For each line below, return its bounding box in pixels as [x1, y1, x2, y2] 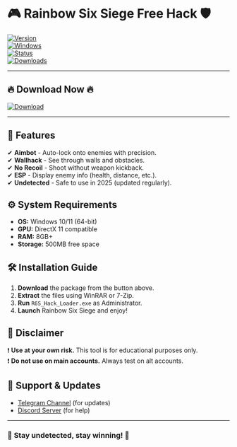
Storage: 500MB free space [17, 240, 100, 248]
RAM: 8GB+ [17, 233, 53, 241]
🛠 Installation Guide [7, 261, 98, 273]
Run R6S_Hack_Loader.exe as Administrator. [17, 298, 142, 308]
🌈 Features [7, 129, 56, 141]
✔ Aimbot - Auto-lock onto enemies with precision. [7, 148, 157, 156]
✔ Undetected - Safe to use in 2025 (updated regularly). [7, 178, 172, 187]
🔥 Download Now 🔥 [7, 83, 94, 95]
